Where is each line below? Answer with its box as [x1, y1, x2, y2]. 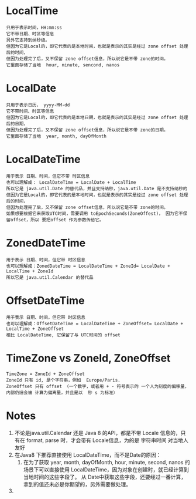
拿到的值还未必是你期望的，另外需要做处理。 [23, 480, 132, 488]
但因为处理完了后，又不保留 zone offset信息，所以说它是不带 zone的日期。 [6, 127, 169, 133]
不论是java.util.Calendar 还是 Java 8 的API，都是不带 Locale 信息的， [14, 429, 181, 436]
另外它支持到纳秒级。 [6, 37, 50, 43]
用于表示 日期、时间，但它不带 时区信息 [6, 173, 90, 179]
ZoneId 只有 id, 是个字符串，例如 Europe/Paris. [6, 377, 121, 383]
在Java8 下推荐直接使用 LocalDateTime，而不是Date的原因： [14, 451, 162, 458]
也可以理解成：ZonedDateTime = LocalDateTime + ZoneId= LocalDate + [6, 263, 171, 269]
